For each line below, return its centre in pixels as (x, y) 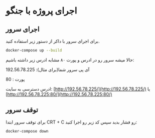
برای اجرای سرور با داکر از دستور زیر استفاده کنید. (53, 41)
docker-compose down (27, 131)
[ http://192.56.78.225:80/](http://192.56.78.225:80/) (59, 94)
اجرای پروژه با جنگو (41, 11)
